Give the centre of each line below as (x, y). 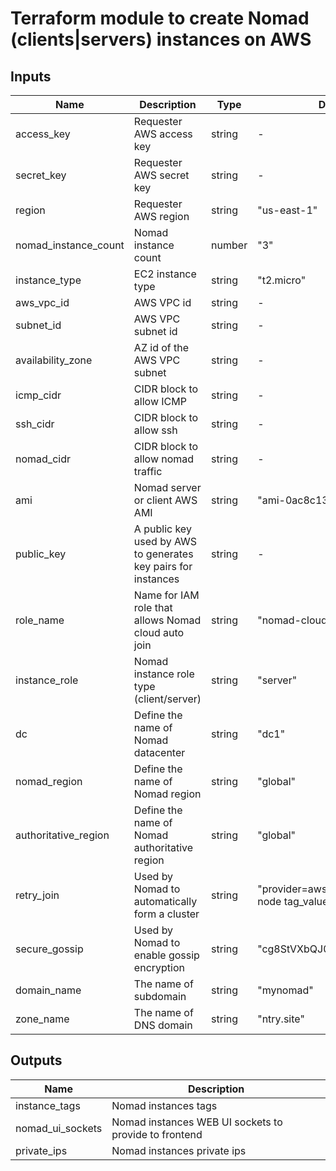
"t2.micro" (282, 280)
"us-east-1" (287, 210)
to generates (163, 554)
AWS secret (161, 175)
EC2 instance (165, 274)
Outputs (36, 1060)
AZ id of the (161, 347)
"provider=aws (292, 889)
